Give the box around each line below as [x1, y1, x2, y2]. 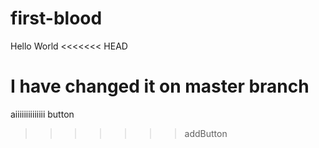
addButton [184, 127, 228, 139]
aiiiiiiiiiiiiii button [10, 108, 75, 120]
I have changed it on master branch [10, 75, 310, 98]
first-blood [10, 7, 103, 30]
